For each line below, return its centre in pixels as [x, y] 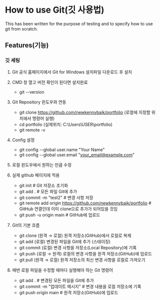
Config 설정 [23, 140]
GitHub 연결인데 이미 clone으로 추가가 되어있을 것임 [68, 209]
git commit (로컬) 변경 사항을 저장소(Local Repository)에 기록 [78, 248]
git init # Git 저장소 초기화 [44, 185]
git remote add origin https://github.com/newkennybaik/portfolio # [85, 203]
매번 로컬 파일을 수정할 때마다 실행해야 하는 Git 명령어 [63, 270]
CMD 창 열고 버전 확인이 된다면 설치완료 [50, 82]
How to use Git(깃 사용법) [55, 10]
